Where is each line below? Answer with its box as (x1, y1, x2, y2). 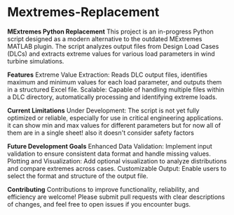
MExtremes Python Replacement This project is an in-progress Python (7, 27, 214, 36)
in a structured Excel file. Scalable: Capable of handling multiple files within (7, 85, 224, 94)
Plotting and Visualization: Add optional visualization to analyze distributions (7, 156, 227, 165)
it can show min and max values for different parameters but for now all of (7, 121, 221, 129)
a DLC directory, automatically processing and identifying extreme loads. (7, 92, 218, 101)
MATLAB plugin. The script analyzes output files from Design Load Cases (7, 42, 219, 50)
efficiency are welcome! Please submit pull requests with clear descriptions (7, 193, 226, 201)
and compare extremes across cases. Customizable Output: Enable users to (7, 164, 227, 172)
